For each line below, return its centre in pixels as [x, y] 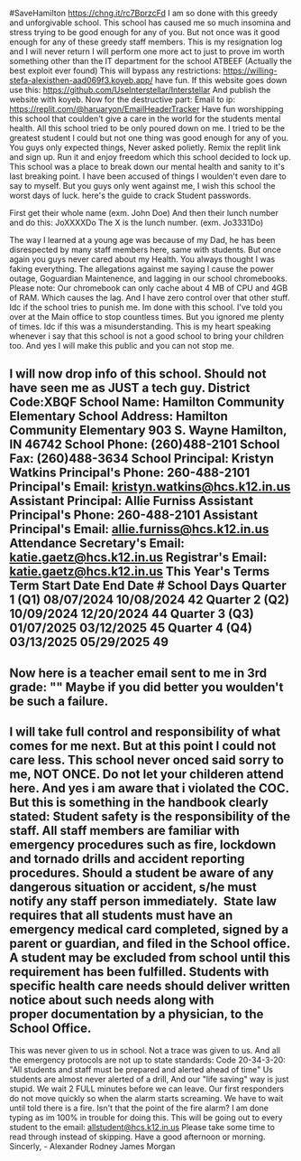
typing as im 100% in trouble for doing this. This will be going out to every [146, 1117]
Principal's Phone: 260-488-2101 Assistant [134, 515]
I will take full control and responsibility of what [145, 732]
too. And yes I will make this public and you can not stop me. [122, 346]
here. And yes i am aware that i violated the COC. [150, 788]
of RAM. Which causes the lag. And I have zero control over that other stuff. [150, 298]
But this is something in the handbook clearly [139, 803]
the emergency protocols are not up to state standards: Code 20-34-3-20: [147, 1060]
